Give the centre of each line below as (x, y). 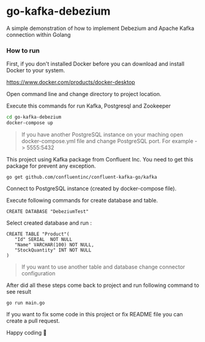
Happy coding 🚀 (27, 332)
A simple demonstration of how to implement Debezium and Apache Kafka (100, 28)
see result (19, 291)
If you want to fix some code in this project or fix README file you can (95, 314)
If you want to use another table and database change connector (103, 267)
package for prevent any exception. (51, 166)
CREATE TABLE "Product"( (38, 234)
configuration (38, 273)
